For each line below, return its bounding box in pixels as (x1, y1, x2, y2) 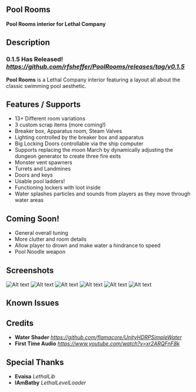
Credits (6, 318, 34, 328)
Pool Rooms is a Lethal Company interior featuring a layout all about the (6, 76, 181, 83)
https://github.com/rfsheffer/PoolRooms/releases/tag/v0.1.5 (6, 63, 185, 71)
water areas (14, 197, 44, 204)
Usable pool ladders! (14, 178, 65, 185)
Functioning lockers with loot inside (14, 184, 101, 191)
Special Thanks (6, 357, 64, 367)
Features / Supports (6, 99, 81, 109)
